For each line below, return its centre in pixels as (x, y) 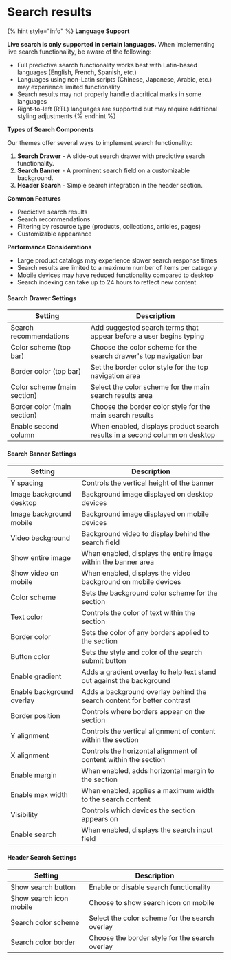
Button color (30, 657)
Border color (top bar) (46, 372)
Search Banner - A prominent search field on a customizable (103, 170)
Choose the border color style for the (151, 407)
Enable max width (40, 795)
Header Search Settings (42, 857)
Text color (27, 617)
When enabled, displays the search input (147, 830)
